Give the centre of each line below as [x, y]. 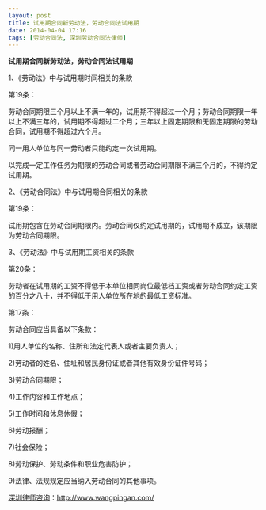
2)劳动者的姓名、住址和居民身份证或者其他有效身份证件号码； [109, 363]
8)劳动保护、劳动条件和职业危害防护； [70, 464]
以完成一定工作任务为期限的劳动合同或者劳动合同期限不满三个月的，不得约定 [133, 165]
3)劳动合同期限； [36, 380]
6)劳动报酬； [29, 430]
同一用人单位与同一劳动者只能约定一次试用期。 [84, 148]
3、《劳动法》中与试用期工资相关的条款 [71, 252]
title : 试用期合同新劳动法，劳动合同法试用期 [74, 23]
